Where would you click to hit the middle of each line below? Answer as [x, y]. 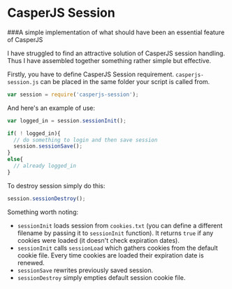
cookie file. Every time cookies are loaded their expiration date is [110, 255]
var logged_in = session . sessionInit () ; [67, 120]
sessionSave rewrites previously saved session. [85, 270]
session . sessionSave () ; [48, 146]
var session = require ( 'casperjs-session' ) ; [73, 94]
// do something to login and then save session [86, 140]
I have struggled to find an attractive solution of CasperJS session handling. [116, 53]
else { [15, 160]
